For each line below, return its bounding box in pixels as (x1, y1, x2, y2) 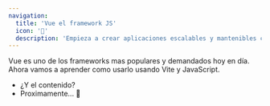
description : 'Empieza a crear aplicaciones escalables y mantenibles (15, 34, 257, 43)
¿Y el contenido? (19, 80, 76, 90)
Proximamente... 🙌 (19, 89, 81, 99)
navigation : (8, 11, 48, 20)
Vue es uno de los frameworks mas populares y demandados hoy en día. (8, 56, 250, 66)
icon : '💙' (15, 26, 48, 35)
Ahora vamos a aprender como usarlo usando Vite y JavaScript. (8, 65, 220, 75)
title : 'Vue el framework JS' (15, 19, 117, 27)
